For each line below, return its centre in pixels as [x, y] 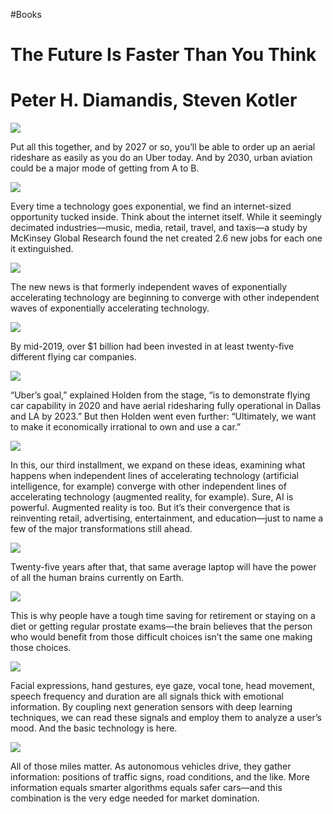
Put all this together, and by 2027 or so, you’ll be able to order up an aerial [163, 147]
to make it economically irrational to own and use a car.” [126, 427]
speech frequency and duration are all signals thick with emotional [147, 696]
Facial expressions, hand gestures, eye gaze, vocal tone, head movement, [162, 686]
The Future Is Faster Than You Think [163, 55]
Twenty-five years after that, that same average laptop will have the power [163, 567]
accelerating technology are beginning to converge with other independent [165, 298]
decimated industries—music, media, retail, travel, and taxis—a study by [159, 228]
